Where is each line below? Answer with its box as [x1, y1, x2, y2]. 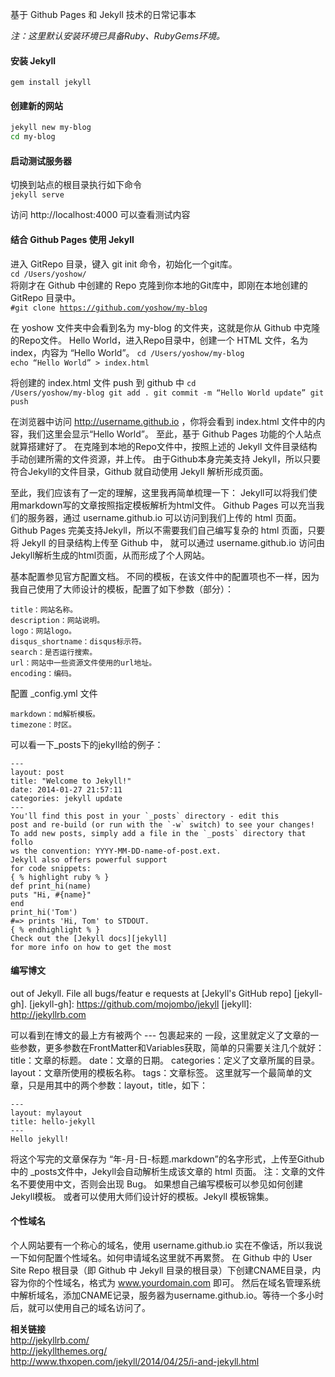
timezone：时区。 [10, 719, 77, 730]
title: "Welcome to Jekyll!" [10, 776, 132, 786]
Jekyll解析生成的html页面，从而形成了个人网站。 [10, 549, 211, 561]
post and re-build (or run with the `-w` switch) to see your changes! [10, 819, 315, 830]
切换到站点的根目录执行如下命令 [10, 179, 142, 191]
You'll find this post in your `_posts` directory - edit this [10, 811, 280, 821]
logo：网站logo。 [10, 626, 77, 636]
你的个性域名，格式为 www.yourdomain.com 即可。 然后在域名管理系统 [27, 1276, 321, 1288]
